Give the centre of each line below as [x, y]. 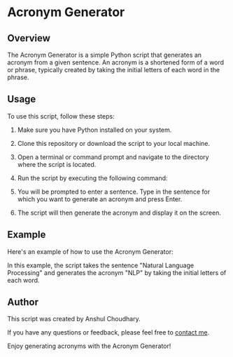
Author [23, 302]
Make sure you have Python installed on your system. [94, 130]
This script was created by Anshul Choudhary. [74, 319]
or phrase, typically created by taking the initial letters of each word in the [114, 70]
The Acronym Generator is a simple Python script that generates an [104, 55]
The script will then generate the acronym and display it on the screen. [119, 213]
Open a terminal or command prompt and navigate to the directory [113, 157]
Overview [29, 38]
